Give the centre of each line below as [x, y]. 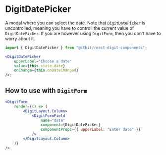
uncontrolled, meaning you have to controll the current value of [70, 28]
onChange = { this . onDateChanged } [46, 70]
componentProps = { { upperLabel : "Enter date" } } [90, 130]
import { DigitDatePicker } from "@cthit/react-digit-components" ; [76, 48]
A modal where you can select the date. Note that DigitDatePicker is [75, 23]
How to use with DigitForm [46, 90]
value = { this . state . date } [40, 66]
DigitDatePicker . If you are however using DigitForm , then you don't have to [83, 33]
